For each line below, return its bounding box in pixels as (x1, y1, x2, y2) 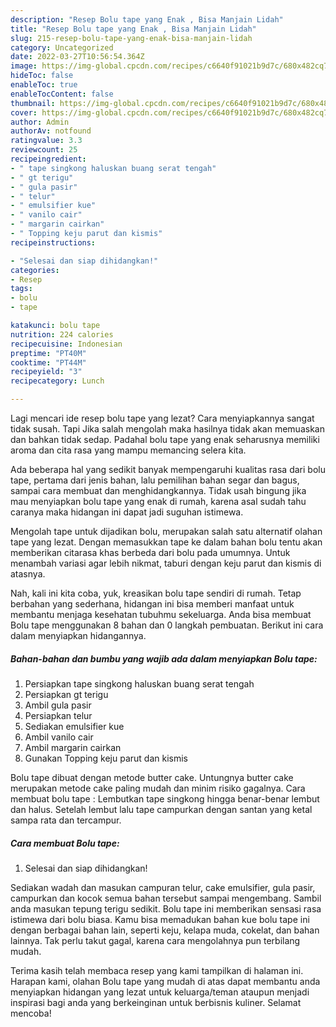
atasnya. (10, 568, 46, 580)
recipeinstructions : (10, 237, 97, 248)
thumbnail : (10, 98, 56, 108)
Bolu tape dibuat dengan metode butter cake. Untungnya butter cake (10, 771, 294, 783)
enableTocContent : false (10, 89, 114, 99)
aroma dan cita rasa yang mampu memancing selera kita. (10, 444, 247, 456)
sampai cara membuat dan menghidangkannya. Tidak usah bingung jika (10, 485, 307, 496)
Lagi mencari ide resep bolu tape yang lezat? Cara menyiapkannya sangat (10, 412, 315, 424)
